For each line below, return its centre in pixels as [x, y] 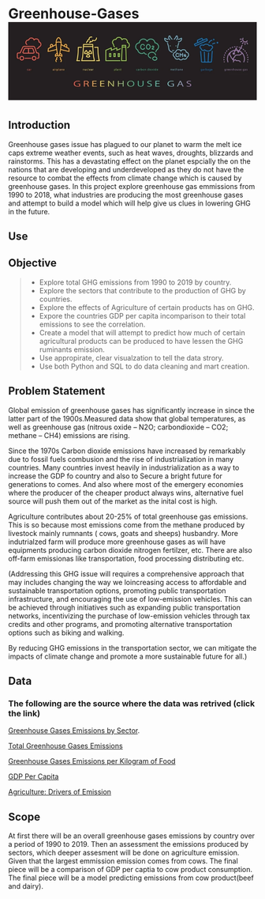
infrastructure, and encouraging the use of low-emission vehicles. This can [130, 599]
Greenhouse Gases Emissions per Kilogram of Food [92, 761]
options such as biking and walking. [66, 633]
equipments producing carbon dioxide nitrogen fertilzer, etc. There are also [130, 550]
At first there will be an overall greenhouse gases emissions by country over [131, 836]
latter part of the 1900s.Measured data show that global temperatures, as [127, 418]
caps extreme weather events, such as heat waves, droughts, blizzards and [131, 153]
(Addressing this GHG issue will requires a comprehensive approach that [126, 573]
